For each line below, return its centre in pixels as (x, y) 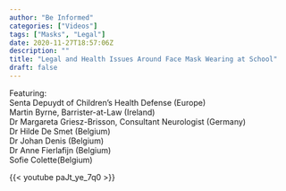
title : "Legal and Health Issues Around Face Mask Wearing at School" (143, 59)
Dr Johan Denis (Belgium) (57, 141)
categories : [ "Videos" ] (54, 26)
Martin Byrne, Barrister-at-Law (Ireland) (82, 112)
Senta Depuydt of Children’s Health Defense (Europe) (108, 102)
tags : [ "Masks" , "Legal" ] (57, 34)
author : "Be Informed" (51, 17)
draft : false (34, 68)
